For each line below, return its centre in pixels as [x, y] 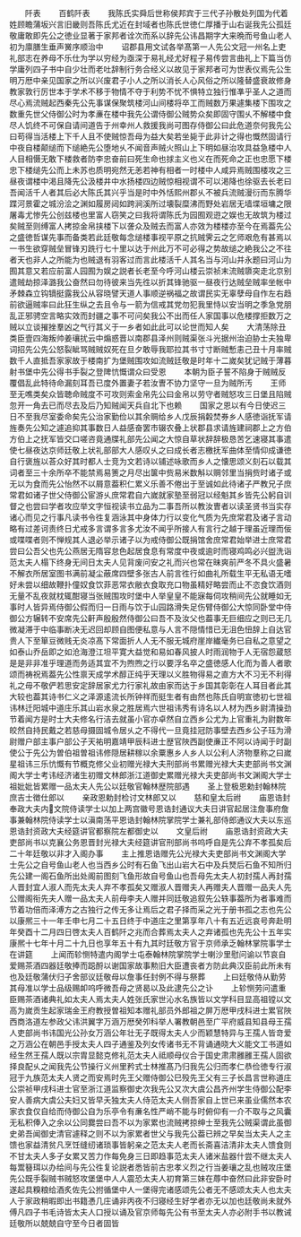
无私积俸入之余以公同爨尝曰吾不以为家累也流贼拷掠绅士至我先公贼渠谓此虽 [146, 1122]
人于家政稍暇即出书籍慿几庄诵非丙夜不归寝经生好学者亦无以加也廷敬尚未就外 [150, 1201]
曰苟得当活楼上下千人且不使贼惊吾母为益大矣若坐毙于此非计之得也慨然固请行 [150, 136]
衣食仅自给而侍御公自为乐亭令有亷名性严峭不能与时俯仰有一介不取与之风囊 [154, 1111]
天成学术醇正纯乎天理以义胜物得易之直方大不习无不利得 [189, 674]
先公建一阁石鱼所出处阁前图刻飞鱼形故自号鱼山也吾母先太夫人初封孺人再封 [146, 876]
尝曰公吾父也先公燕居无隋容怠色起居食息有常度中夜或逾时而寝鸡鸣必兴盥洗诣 [150, 551]
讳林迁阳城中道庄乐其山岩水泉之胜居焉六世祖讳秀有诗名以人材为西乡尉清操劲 [150, 708]
